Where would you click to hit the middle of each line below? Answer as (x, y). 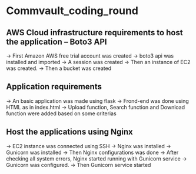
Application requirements (54, 87)
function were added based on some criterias (61, 113)
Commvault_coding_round (72, 11)
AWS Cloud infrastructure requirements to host (95, 33)
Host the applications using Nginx (70, 132)
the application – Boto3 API (57, 41)
